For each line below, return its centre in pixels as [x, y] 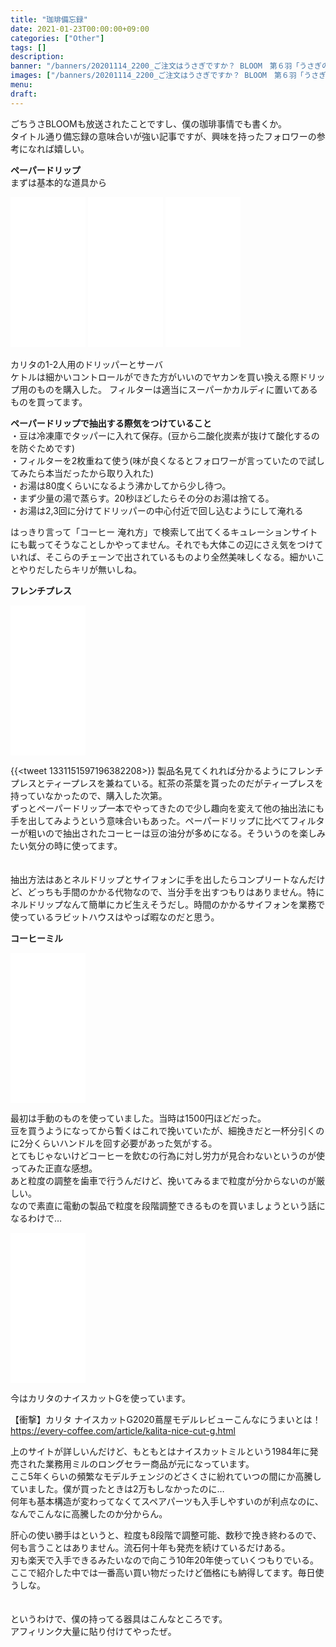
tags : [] [28, 47]
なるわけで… [36, 1218]
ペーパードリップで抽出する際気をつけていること [111, 423]
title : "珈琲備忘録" [49, 19]
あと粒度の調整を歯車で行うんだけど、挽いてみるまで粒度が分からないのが [163, 1180]
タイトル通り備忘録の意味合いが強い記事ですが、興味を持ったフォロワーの [163, 136]
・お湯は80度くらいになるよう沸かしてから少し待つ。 [121, 485]
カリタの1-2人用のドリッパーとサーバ [87, 364]
